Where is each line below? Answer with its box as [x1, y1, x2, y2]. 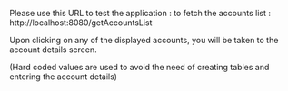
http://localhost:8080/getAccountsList [9, 17, 153, 28]
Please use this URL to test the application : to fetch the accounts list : [9, 8, 271, 18]
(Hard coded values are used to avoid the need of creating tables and [9, 62, 270, 72]
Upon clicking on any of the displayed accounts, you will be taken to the [9, 35, 279, 45]
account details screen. [9, 44, 97, 55]
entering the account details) [9, 71, 118, 82]
